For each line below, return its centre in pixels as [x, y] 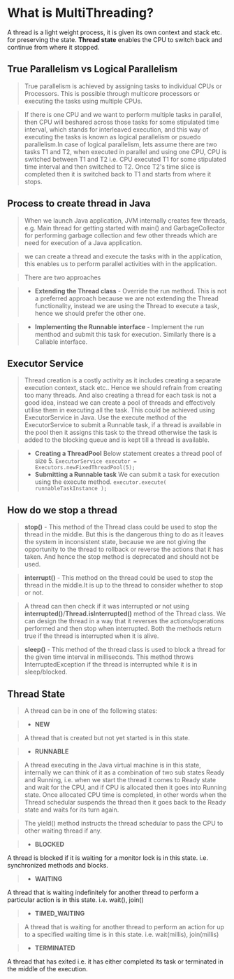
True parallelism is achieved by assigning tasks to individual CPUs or [123, 86]
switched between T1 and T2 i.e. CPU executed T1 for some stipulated [125, 159]
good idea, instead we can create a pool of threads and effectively [120, 403]
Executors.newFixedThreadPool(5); [85, 468]
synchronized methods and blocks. [58, 865]
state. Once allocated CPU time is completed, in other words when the [125, 795]
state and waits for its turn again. [72, 810]
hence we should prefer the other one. [90, 313]
